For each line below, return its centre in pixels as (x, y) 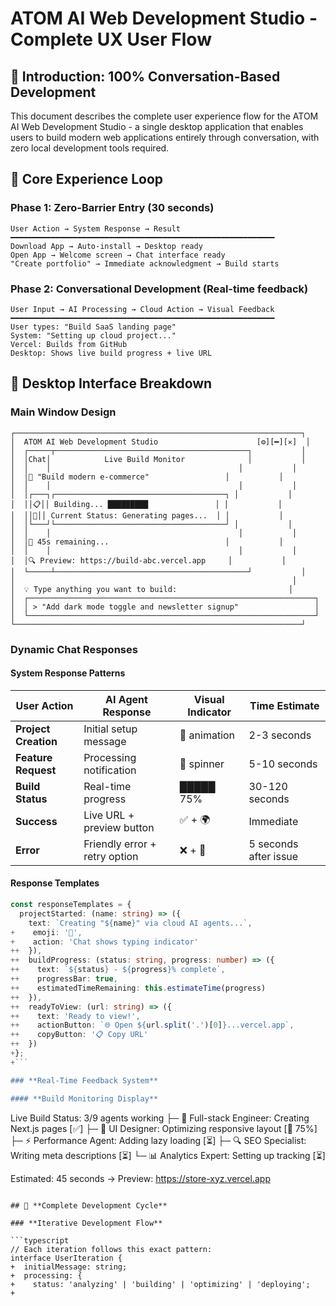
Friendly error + (120, 844)
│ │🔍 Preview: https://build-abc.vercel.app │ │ (148, 560)
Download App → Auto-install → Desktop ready (106, 246)
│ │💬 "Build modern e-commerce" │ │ (147, 477)
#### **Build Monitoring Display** (84, 1098)
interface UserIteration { (66, 1258)
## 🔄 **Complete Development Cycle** (89, 1205)
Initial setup (110, 729)
